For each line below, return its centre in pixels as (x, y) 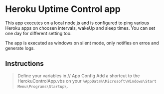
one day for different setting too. (38, 33)
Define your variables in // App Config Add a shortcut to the (79, 76)
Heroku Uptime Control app (63, 9)
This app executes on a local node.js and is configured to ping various (77, 23)
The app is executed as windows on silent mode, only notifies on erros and (82, 43)
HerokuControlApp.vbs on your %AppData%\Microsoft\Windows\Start (87, 81)
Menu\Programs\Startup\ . (43, 86)
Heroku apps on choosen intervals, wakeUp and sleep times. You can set (80, 28)
